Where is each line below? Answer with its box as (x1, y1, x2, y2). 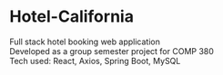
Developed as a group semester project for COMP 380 (9, 45, 214, 56)
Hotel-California (9, 6, 135, 27)
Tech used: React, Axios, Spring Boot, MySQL (9, 55, 181, 66)
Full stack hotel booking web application (9, 36, 161, 47)
